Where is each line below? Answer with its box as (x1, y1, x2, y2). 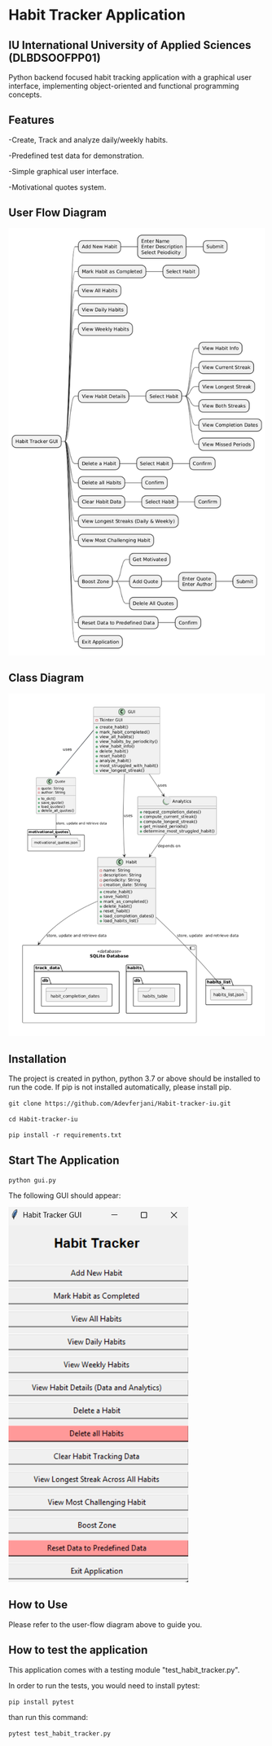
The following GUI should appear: (8, 1191, 121, 1200)
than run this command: (8, 1712, 88, 1722)
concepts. (8, 90, 42, 99)
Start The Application (8, 1153, 120, 1167)
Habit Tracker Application (8, 6, 186, 24)
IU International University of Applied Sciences (8, 38, 252, 52)
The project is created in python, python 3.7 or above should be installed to (8, 1073, 261, 1084)
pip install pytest (8, 1698, 75, 1706)
